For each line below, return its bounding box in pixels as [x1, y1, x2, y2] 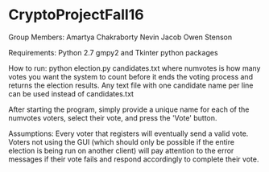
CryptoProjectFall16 [8, 6, 144, 24]
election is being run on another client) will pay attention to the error [8, 145, 234, 155]
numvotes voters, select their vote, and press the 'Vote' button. [8, 113, 217, 122]
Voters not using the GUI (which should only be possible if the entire [8, 137, 235, 146]
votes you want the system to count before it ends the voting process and [8, 72, 254, 81]
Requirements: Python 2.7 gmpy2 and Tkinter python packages [8, 47, 219, 57]
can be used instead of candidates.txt [8, 88, 134, 98]
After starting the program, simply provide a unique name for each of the [8, 104, 250, 114]
